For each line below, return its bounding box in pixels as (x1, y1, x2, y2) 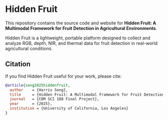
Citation (5, 60, 31, 68)
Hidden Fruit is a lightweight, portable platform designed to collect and (5, 35, 151, 41)
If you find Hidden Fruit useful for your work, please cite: (5, 73, 121, 79)
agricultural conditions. (5, 45, 53, 51)
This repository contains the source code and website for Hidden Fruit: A (5, 20, 156, 26)
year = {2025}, (9, 101, 52, 107)
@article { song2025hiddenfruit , (5, 83, 70, 88)
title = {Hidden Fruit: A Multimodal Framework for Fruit (9, 92, 142, 97)
